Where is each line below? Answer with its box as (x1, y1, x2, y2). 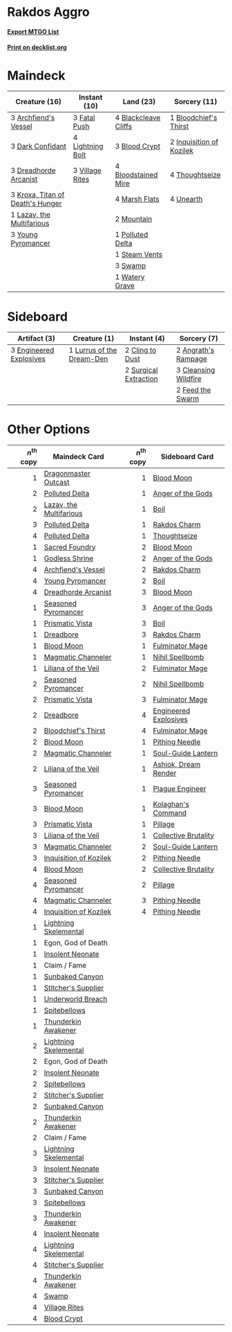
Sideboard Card (161, 452, 214, 461)
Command (153, 808, 187, 817)
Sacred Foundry (43, 542, 97, 551)
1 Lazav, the (10, 210, 50, 220)
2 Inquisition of (170, 137, 219, 147)
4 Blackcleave (115, 113, 161, 123)
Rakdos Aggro (7, 4, 90, 20)
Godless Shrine (43, 553, 94, 563)
